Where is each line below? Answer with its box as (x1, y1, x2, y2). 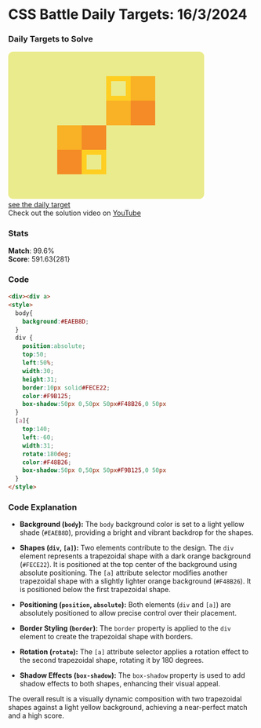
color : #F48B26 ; (22, 458, 72, 466)
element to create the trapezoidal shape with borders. (19, 632, 194, 642)
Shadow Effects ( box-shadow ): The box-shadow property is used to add (19, 671, 245, 680)
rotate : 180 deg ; (22, 450, 72, 458)
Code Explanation (8, 502, 78, 512)
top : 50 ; (22, 351, 47, 359)
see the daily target (8, 200, 71, 210)
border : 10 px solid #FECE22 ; (22, 383, 111, 392)
